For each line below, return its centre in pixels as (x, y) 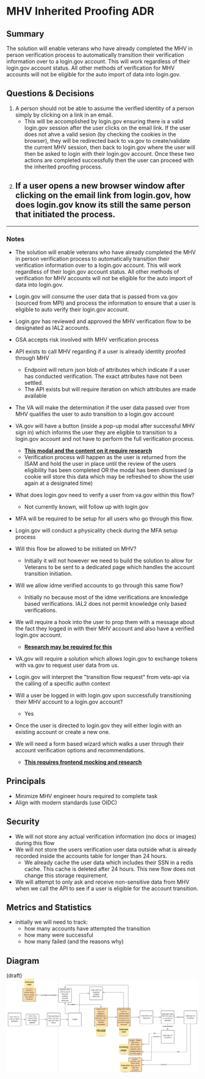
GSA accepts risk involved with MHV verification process (87, 340)
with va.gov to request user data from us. (67, 665)
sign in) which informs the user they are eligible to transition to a (96, 432)
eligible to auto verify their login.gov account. (72, 309)
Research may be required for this (68, 647)
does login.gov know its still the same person (103, 205)
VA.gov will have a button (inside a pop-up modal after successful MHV (105, 426)
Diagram (23, 961)
